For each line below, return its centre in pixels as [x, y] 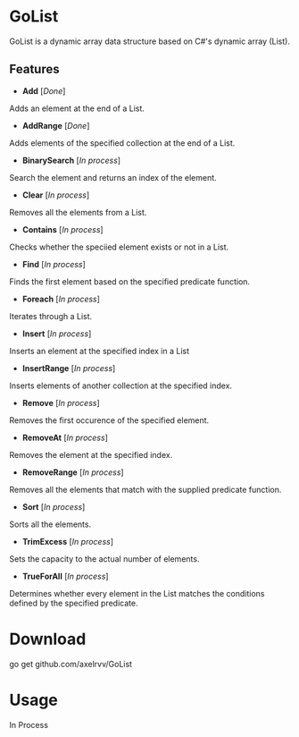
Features [34, 69]
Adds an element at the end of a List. [77, 108]
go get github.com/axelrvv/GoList [71, 664]
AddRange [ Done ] [56, 125]
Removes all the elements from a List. [78, 212]
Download [48, 639]
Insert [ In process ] [57, 334]
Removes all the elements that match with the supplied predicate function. [145, 489]
